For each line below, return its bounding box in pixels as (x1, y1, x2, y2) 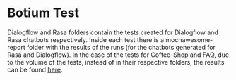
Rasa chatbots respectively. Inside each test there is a (7, 35, 165, 44)
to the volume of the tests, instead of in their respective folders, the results (7, 58, 225, 66)
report (7, 43, 26, 51)
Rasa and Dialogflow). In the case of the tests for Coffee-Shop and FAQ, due (7, 51, 230, 59)
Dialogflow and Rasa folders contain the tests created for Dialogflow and (7, 28, 219, 36)
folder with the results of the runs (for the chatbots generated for (27, 43, 216, 51)
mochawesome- (165, 35, 213, 44)
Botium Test (7, 5, 80, 21)
